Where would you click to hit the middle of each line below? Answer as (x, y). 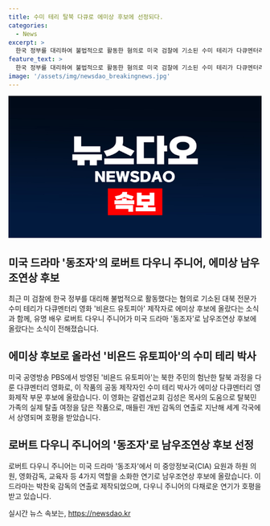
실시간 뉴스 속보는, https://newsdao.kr (70, 513)
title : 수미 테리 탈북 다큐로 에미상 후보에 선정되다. (86, 17)
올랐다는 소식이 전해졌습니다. (53, 328)
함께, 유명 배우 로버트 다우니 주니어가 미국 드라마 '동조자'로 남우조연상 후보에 (137, 319)
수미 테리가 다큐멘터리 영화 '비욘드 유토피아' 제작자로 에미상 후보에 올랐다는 (126, 308)
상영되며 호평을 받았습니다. (59, 417)
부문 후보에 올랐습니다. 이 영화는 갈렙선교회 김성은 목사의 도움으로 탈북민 (143, 397)
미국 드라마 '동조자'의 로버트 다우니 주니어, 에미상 (123, 262)
